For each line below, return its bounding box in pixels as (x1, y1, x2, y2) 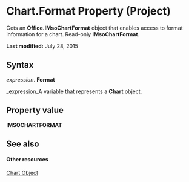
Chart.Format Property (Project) (6, 4, 171, 18)
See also (6, 138, 39, 149)
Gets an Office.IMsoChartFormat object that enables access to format (6, 24, 183, 31)
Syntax (6, 60, 34, 70)
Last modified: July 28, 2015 (6, 42, 79, 50)
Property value (6, 105, 64, 115)
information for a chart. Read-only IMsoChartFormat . (6, 30, 140, 37)
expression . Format (6, 76, 56, 83)
